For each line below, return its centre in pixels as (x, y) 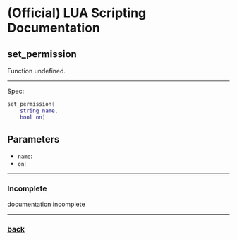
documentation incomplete (47, 204)
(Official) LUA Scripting (77, 13)
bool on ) (33, 117)
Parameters (34, 139)
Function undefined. (36, 71)
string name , (39, 111)
